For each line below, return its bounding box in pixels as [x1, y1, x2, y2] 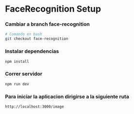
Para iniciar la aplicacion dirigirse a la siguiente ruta [5, 93, 130, 100]
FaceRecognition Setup [5, 3, 101, 15]
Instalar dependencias [5, 48, 59, 55]
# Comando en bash [5, 32, 42, 37]
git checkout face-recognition [5, 37, 68, 41]
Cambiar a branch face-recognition [5, 21, 90, 28]
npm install [5, 59, 29, 64]
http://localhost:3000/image [5, 104, 64, 109]
